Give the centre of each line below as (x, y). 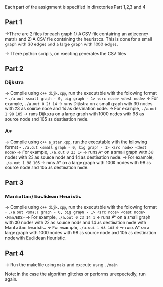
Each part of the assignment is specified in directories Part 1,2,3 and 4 (75, 7)
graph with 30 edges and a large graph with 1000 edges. (62, 44)
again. (11, 279)
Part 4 (15, 253)
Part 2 (14, 69)
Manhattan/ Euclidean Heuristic (43, 196)
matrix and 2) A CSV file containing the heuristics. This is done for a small (79, 39)
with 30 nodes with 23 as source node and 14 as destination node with (76, 223)
